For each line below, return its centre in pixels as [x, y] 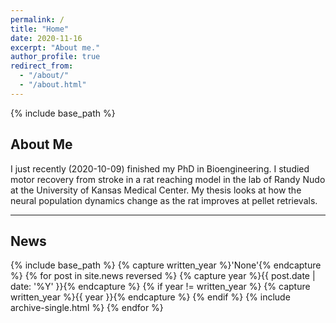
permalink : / [37, 19]
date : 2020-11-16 [46, 38]
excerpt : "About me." [55, 47]
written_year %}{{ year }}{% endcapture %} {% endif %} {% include [150, 297]
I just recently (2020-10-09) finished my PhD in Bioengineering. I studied [160, 168]
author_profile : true [55, 57]
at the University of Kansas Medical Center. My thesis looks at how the [156, 190]
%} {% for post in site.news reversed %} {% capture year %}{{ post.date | [163, 276]
